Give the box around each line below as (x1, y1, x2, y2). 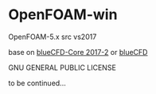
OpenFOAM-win (8, 6, 118, 24)
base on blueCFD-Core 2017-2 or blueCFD (8, 47, 148, 57)
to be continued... (8, 78, 66, 88)
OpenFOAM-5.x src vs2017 (8, 32, 97, 41)
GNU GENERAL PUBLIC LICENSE (8, 62, 117, 72)
